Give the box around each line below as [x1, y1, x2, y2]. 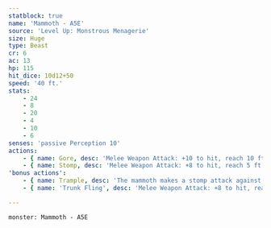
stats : [8, 86, 31, 95]
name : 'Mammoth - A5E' [8, 19, 85, 27]
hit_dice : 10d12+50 [8, 72, 74, 80]
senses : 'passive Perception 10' [8, 139, 121, 147]
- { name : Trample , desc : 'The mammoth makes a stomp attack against [23, 176, 262, 185]
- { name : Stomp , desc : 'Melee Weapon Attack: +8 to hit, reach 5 [23, 162, 251, 170]
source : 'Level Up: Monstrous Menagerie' [8, 27, 150, 35]
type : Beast [8, 42, 48, 50]
